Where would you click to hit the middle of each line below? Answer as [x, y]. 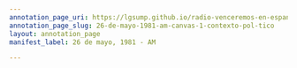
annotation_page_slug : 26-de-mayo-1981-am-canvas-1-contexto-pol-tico [142, 26]
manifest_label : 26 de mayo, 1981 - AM [83, 42]
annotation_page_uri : [49, 17]
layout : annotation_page [55, 34]
